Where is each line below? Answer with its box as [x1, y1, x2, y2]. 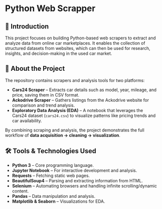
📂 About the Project [5, 64, 65, 73]
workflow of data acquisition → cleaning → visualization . [5, 132, 121, 138]
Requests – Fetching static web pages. [12, 173, 90, 178]
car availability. [12, 117, 42, 124]
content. [12, 188, 29, 194]
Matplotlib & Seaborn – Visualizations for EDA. [12, 198, 105, 204]
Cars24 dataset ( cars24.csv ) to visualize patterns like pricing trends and [12, 113, 156, 118]
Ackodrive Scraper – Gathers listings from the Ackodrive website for [12, 97, 149, 103]
